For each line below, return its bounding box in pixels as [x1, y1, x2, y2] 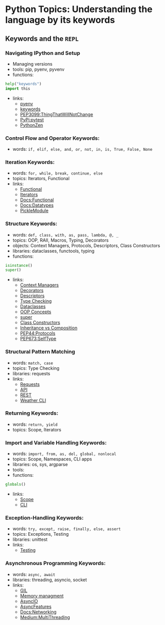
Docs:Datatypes [20, 202, 54, 208]
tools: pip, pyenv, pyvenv [12, 66, 65, 72]
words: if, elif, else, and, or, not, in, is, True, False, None [12, 146, 153, 152]
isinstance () [5, 263, 33, 268]
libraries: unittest [12, 536, 48, 543]
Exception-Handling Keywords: [5, 514, 84, 521]
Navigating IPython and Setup [5, 49, 81, 56]
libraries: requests [12, 370, 50, 376]
